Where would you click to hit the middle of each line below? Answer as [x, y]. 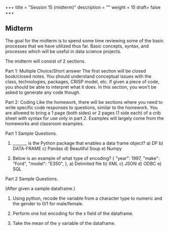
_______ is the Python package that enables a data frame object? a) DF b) [88, 143]
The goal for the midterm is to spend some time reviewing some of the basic [84, 40]
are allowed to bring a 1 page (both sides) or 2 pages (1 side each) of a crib [83, 112]
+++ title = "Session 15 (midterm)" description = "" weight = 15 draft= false [83, 7]
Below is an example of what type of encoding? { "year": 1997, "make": [86, 158]
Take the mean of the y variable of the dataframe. [64, 223]
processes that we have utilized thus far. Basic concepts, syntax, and [77, 46]
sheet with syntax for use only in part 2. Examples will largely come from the [84, 118]
